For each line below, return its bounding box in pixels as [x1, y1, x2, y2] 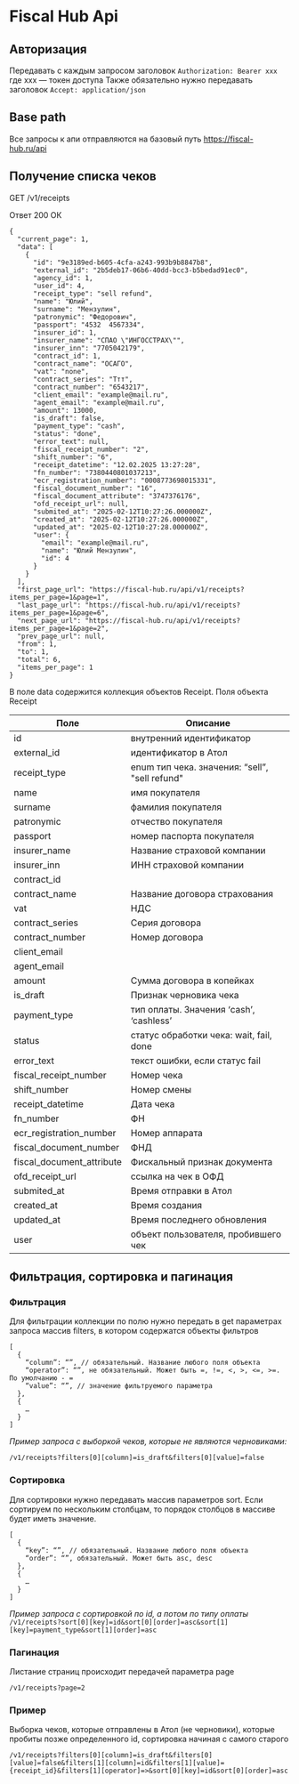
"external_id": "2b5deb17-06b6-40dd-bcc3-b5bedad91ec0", [32, 265, 249, 275]
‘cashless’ [130, 1014, 173, 1027]
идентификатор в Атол [130, 746, 229, 758]
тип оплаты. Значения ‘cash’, [130, 1003, 255, 1015]
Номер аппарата [130, 1126, 203, 1139]
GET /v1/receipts [9, 192, 70, 203]
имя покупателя [130, 786, 200, 798]
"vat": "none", [32, 367, 90, 375]
